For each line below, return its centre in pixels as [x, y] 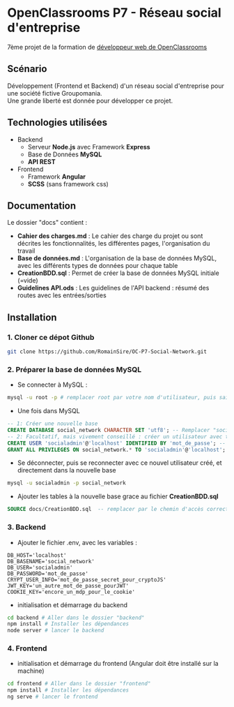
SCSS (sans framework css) [68, 184]
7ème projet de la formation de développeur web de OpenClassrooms [107, 47]
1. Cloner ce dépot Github [51, 337]
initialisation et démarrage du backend [72, 604]
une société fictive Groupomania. [55, 93]
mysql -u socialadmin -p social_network [67, 483]
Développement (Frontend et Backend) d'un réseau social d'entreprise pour [116, 86]
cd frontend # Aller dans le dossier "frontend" [79, 684]
